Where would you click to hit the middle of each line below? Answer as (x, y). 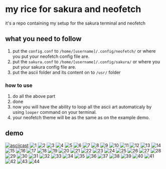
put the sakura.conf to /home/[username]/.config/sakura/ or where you (86, 62)
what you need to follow (43, 39)
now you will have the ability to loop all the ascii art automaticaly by (82, 107)
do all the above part (34, 96)
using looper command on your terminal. (54, 112)
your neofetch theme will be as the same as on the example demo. (81, 118)
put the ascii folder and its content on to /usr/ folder (67, 72)
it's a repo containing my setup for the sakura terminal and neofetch (75, 23)
